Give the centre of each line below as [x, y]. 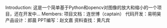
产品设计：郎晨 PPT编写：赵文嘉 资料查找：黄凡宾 [58, 20]
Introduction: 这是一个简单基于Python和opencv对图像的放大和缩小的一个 [81, 7]
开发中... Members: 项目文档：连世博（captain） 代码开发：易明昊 [92, 14]
